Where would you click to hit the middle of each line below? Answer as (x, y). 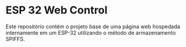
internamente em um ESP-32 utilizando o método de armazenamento (91, 32)
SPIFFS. (15, 39)
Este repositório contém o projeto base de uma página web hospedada (93, 26)
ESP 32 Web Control (57, 10)
